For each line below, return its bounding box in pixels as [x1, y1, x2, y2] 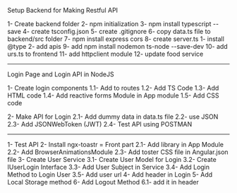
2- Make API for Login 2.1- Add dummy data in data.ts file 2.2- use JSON [7, 112, 219, 121]
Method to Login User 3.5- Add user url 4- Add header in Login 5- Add [7, 170, 213, 179]
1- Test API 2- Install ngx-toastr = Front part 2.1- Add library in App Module [7, 141, 224, 148]
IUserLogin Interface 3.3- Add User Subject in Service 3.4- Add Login [7, 163, 210, 171]
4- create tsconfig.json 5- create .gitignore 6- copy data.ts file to [22, 28, 211, 35]
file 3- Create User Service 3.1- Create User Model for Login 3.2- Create [7, 156, 217, 163]
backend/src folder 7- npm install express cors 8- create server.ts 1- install [7, 35, 224, 43]
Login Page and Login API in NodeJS [7, 70, 114, 78]
